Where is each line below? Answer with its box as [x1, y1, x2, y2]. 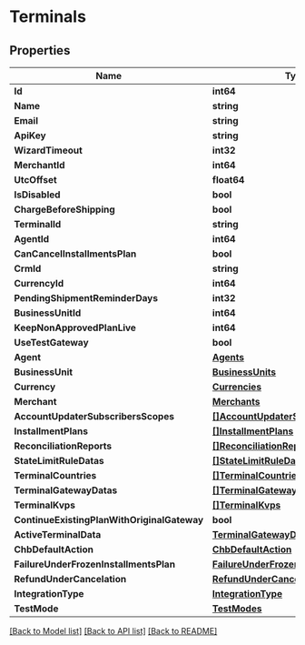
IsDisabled [14, 188, 61, 201]
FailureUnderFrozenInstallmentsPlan [14, 558, 175, 570]
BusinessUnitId [14, 307, 82, 319]
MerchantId [14, 159, 65, 171]
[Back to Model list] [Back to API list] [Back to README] [9, 626, 218, 636]
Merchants [212, 396, 261, 408]
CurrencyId [14, 277, 64, 289]
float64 [212, 174, 245, 186]
